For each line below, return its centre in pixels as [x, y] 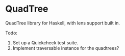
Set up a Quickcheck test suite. [45, 43]
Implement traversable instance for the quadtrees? [66, 48]
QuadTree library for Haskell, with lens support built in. [63, 23]
